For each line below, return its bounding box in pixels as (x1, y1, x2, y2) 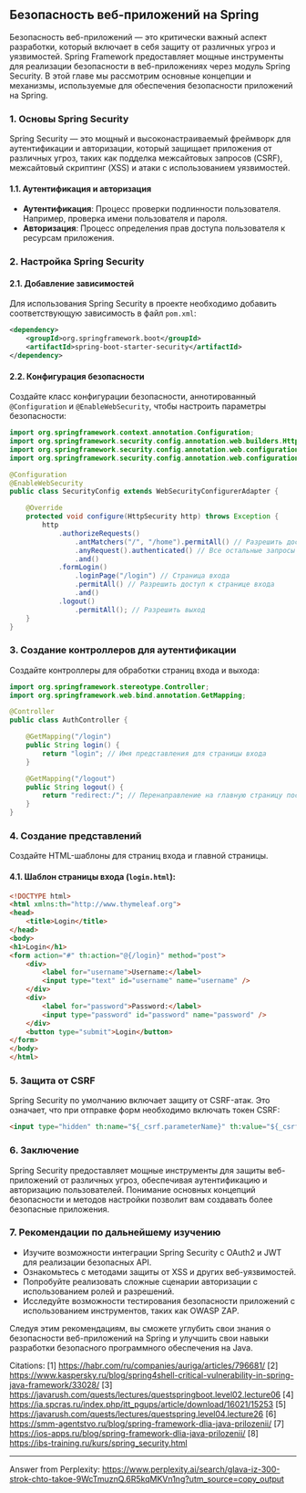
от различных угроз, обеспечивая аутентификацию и (60, 1175, 268, 1185)
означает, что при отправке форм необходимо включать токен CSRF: (9, 1104, 280, 1116)
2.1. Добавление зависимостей (9, 277, 135, 288)
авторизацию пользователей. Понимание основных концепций (9, 1184, 256, 1195)
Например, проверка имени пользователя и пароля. (22, 214, 228, 224)
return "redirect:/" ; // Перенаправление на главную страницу (42, 791, 283, 800)
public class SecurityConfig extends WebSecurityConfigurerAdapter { (9, 487, 280, 496)
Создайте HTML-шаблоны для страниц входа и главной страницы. (9, 851, 269, 861)
